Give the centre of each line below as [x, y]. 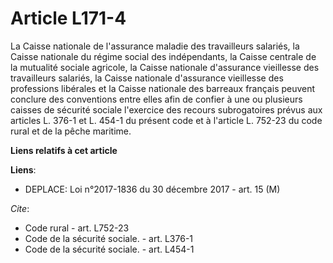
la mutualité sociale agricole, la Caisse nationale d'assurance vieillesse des [165, 67]
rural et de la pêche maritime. [71, 131]
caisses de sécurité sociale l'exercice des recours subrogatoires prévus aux [166, 109]
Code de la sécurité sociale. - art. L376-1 [109, 238]
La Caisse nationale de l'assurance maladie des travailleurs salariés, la [155, 46]
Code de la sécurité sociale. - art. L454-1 [109, 249]
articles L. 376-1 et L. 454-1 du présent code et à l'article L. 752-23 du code [166, 120]
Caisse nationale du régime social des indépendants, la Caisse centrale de [163, 56]
